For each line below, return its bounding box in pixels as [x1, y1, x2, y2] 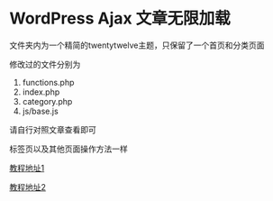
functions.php [22, 77, 75, 87]
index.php [22, 87, 60, 97]
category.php [22, 96, 73, 106]
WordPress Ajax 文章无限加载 [9, 8, 232, 29]
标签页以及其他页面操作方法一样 [9, 143, 128, 154]
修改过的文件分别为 [9, 59, 81, 69]
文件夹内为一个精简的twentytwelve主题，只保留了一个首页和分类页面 [9, 40, 265, 50]
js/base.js [22, 105, 59, 116]
